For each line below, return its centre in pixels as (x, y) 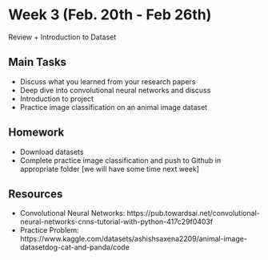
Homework (36, 133)
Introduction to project (57, 99)
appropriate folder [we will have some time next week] (110, 169)
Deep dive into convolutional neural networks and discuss (115, 90)
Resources (36, 194)
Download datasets (52, 152)
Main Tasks (37, 62)
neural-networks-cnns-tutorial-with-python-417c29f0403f (116, 221)
